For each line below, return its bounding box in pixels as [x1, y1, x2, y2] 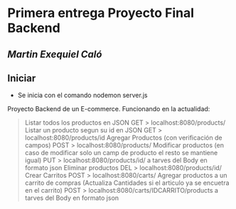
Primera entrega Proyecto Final [7, 5, 194, 21]
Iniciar [7, 72, 36, 84]
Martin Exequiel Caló [7, 48, 102, 60]
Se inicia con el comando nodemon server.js [17, 91, 148, 100]
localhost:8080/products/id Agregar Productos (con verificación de [24, 133, 222, 142]
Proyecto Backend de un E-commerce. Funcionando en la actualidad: [7, 105, 210, 113]
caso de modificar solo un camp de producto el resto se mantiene [24, 149, 218, 157]
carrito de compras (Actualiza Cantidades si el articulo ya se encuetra [24, 179, 230, 187]
